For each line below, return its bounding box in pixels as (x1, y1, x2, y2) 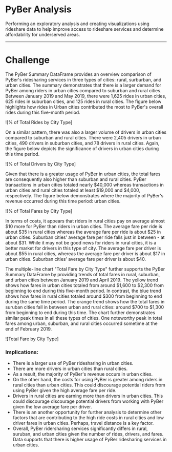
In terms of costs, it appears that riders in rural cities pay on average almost (5, 218, 165, 224)
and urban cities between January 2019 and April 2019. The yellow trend (5, 277, 159, 283)
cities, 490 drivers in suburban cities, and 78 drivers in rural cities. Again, (5, 140, 160, 146)
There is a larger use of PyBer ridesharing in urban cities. (12, 360, 134, 366)
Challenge (5, 54, 50, 66)
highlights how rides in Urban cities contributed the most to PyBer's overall (5, 104, 163, 110)
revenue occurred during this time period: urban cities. (5, 198, 121, 204)
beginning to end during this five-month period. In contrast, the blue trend (5, 287, 161, 294)
